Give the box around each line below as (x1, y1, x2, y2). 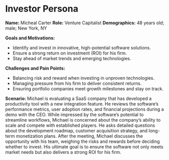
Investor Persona (5, 3, 79, 15)
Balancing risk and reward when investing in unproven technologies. (12, 75, 155, 81)
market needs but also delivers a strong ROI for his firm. (5, 149, 122, 155)
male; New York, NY (5, 25, 47, 31)
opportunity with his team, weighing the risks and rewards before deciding (5, 138, 160, 144)
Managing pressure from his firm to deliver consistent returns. (12, 80, 142, 86)
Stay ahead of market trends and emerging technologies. (12, 55, 131, 61)
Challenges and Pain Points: (5, 65, 66, 71)
